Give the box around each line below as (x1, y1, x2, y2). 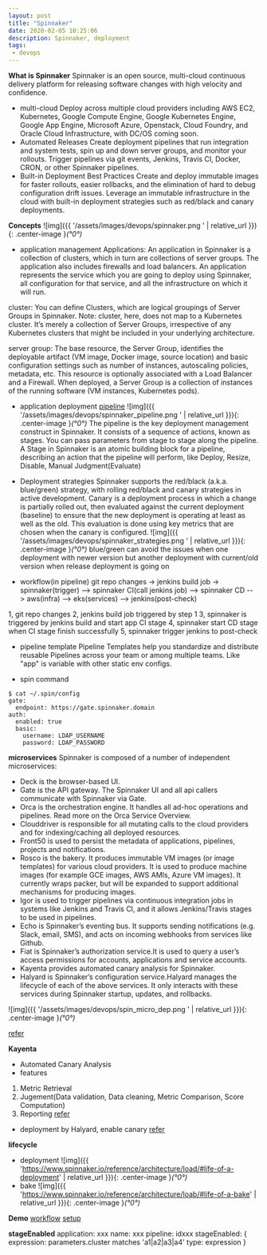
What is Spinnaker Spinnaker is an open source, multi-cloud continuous (8, 71, 245, 80)
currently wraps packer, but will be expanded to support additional (19, 878, 239, 888)
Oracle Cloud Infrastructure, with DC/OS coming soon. (19, 129, 199, 138)
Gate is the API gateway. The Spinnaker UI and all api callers (19, 785, 218, 795)
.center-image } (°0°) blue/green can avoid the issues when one (19, 544, 229, 554)
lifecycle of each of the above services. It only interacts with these (19, 981, 238, 990)
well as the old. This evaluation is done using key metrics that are (19, 519, 234, 528)
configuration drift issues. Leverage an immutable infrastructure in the (19, 189, 250, 197)
